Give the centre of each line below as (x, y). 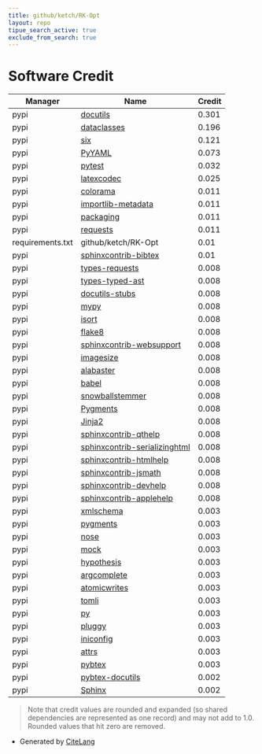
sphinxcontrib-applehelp (127, 498)
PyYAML (96, 153)
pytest (92, 166)
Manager (42, 102)
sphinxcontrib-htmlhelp (125, 460)
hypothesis (101, 562)
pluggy (94, 626)
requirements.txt (42, 242)
